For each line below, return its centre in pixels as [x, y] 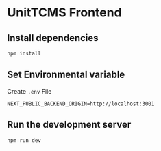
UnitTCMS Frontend [64, 13]
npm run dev [24, 140]
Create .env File [29, 91]
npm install [24, 53]
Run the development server [69, 125]
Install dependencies [53, 38]
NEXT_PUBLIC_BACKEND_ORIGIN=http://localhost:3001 [81, 104]
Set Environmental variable [66, 75]
